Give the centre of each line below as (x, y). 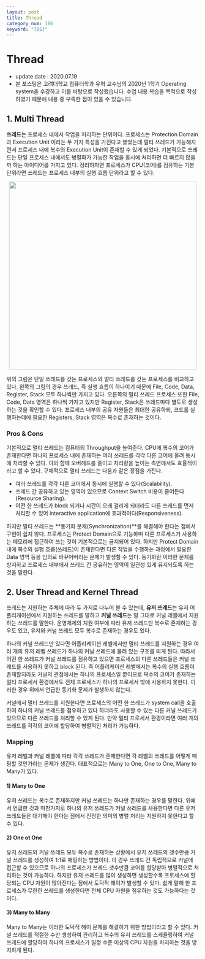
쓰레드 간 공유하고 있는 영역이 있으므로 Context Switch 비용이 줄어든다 (100, 491)
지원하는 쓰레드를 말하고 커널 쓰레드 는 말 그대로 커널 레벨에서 (115, 615)
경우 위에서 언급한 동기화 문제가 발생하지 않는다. (75, 690)
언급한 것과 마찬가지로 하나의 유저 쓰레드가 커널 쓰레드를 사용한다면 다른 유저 (104, 808)
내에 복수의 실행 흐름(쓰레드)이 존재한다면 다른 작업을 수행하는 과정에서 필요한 (99, 549)
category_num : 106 (30, 23)
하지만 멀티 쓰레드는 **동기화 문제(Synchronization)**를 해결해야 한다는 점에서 (101, 526)
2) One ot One (24, 838)
